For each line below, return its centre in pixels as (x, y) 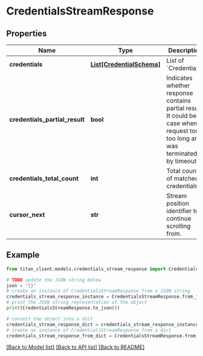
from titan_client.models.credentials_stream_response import (86, 269)
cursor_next (27, 215)
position (178, 203)
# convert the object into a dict (50, 319)
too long (178, 138)
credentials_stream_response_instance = (58, 297)
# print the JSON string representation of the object (77, 303)
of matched (183, 178)
